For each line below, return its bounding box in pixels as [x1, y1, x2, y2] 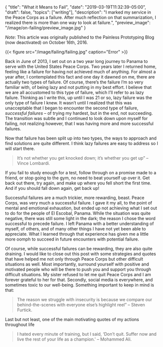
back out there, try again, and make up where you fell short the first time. [5, 180, 152, 186]
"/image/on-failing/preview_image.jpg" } [5, 25, 86, 31]
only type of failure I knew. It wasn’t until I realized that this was [5, 100, 132, 105]
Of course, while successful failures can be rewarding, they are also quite [5, 246, 153, 251]
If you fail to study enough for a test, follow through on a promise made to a [5, 170, 157, 175]
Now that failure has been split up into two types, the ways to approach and [5, 135, 157, 141]
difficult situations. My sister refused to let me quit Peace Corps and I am [5, 272, 151, 277]
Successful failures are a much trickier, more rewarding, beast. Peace [5, 195, 145, 201]
